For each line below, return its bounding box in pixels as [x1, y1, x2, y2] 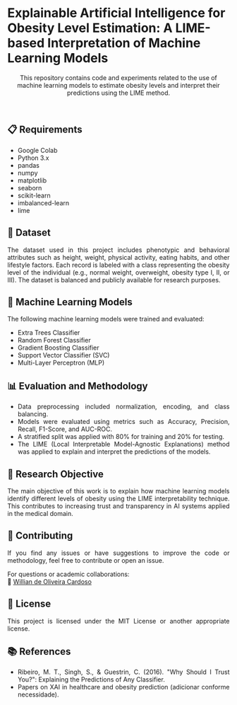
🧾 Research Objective [7, 468, 104, 480]
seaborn [17, 183, 42, 192]
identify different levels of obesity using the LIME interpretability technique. [7, 494, 230, 503]
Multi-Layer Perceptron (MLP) [17, 359, 105, 367]
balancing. [17, 410, 49, 418]
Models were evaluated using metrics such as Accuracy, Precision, [17, 418, 230, 426]
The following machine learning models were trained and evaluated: [7, 315, 205, 323]
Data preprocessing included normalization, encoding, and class [17, 402, 230, 411]
